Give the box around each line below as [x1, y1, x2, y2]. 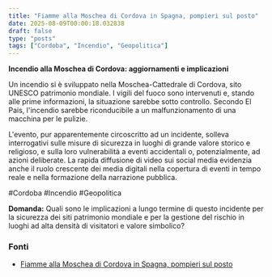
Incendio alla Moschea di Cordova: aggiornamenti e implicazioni [8, 64, 229, 73]
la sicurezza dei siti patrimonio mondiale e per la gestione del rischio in [8, 212, 245, 222]
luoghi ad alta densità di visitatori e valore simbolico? [8, 221, 185, 231]
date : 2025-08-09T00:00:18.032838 [8, 19, 125, 27]
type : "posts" [8, 34, 57, 43]
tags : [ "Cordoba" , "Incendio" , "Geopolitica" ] [8, 42, 168, 50]
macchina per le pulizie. [8, 114, 88, 124]
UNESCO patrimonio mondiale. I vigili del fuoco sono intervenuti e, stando [8, 88, 255, 98]
